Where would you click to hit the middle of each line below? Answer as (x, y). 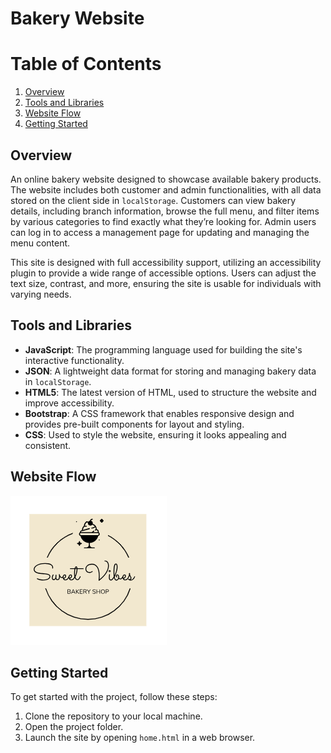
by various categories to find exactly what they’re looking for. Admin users (163, 221)
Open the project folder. (74, 727)
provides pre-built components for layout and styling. (134, 424)
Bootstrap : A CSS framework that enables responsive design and (159, 413)
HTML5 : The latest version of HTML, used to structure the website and (170, 392)
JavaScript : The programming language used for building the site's (163, 349)
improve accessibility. (69, 403)
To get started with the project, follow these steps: (114, 697)
